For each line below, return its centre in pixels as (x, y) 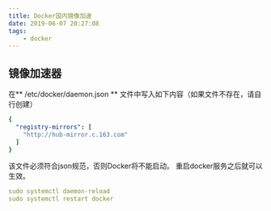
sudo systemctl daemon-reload (59, 192)
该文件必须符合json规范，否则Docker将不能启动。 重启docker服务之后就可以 (135, 166)
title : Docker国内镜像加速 (50, 16)
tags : (17, 31)
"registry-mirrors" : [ (54, 127)
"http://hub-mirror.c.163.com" (76, 134)
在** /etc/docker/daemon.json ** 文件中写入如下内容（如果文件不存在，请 (131, 95)
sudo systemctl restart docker (61, 199)
